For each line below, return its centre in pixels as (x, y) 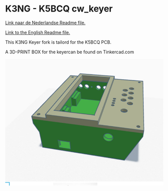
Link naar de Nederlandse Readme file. (45, 23)
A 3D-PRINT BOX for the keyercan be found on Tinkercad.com (70, 52)
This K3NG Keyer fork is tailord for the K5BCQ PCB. (58, 42)
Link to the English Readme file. (38, 32)
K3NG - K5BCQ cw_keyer (59, 9)
